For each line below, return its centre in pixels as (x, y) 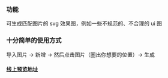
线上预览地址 (22, 69)
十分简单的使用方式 (34, 40)
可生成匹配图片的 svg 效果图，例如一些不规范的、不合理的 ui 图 (84, 24)
